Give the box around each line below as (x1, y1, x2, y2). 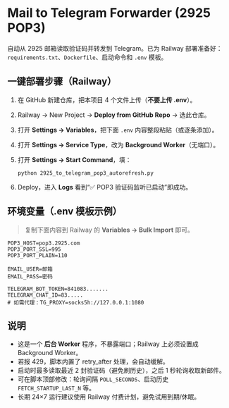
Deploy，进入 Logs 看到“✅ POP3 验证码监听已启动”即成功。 (17, 183, 192, 191)
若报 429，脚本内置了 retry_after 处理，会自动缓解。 (17, 357, 169, 366)
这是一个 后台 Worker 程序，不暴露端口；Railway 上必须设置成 (17, 340, 199, 348)
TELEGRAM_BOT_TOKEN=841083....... (7, 285, 109, 292)
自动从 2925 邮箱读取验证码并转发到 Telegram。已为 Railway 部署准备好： (7, 44, 223, 52)
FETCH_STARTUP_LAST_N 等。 (17, 384, 95, 392)
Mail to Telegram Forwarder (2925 (7, 5, 211, 21)
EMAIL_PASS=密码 (7, 273, 53, 280)
